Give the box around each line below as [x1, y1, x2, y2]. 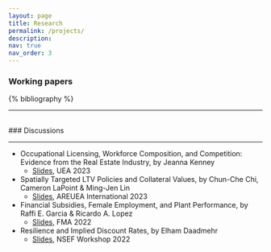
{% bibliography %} [8, 94, 74, 104]
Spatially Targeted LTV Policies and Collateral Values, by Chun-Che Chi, [19, 175, 259, 184]
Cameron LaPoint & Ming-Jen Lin [19, 183, 131, 193]
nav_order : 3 [8, 49, 52, 57]
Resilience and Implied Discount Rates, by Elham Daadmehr [19, 226, 219, 236]
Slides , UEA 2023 [31, 166, 91, 176]
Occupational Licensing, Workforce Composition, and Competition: [19, 149, 243, 159]
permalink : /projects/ [8, 27, 85, 35]
